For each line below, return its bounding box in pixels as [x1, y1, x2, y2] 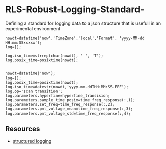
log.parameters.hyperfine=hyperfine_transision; [5, 93, 110, 98]
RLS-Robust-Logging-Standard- [5, 4, 145, 15]
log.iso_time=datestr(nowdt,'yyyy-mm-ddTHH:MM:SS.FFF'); [5, 84, 129, 89]
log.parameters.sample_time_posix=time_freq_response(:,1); [5, 97, 136, 102]
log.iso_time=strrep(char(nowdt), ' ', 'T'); [5, 53, 103, 58]
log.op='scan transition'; [5, 89, 63, 94]
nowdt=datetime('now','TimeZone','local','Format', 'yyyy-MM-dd [5, 35, 145, 41]
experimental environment [5, 25, 61, 31]
